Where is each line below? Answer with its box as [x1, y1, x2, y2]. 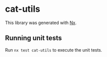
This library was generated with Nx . [5, 20, 77, 26]
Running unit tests [5, 34, 62, 42]
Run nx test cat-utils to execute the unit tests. [5, 47, 103, 53]
